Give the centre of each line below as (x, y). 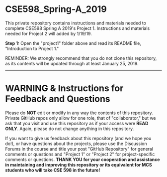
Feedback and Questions (58, 99)
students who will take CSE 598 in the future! (53, 170)
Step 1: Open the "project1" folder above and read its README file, (73, 43)
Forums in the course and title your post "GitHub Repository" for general (79, 149)
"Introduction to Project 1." (32, 48)
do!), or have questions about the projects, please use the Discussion (76, 144)
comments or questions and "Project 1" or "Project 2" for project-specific (80, 154)
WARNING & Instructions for (64, 88)
